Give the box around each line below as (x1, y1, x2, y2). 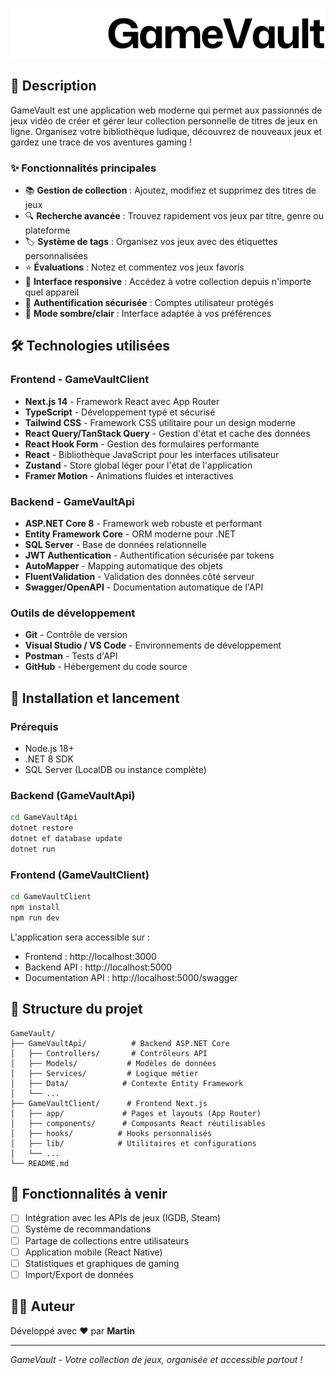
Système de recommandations (24, 1223, 152, 1235)
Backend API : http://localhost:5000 (24, 961, 173, 973)
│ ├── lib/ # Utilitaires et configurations (10, 1138, 257, 1148)
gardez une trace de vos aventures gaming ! (10, 136, 193, 148)
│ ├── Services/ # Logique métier (10, 1068, 199, 1078)
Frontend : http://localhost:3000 (24, 950, 157, 962)
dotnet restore (10, 823, 74, 833)
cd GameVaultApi (10, 813, 78, 823)
